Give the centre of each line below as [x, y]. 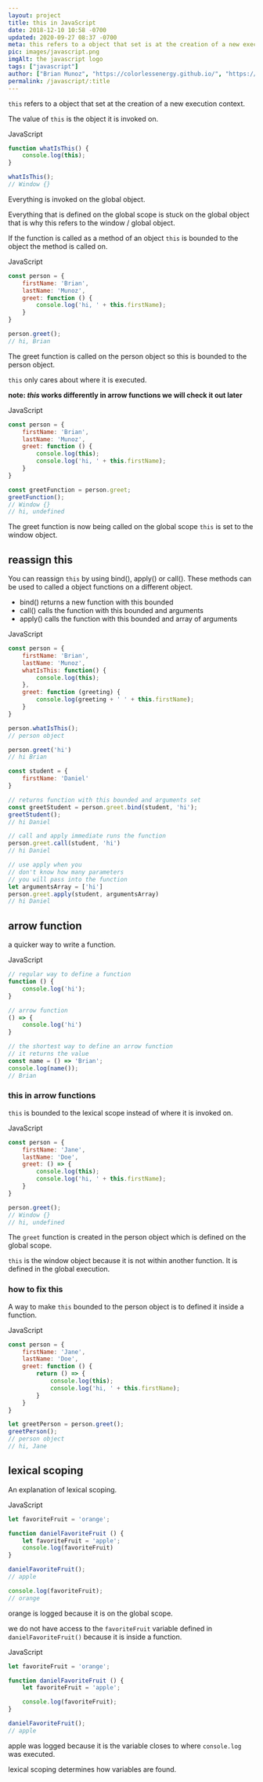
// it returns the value [49, 1053]
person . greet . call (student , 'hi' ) [65, 844]
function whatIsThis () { [49, 148]
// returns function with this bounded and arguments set [104, 800]
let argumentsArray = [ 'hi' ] [56, 887]
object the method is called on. [58, 246]
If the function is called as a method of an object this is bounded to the [123, 238]
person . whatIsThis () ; [43, 728]
